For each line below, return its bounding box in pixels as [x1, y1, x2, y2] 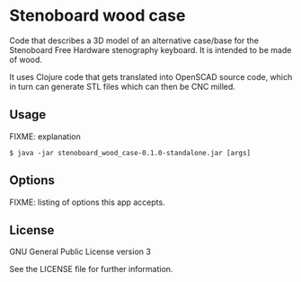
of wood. [9, 54, 43, 65]
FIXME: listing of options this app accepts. [9, 197, 165, 207]
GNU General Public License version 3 [9, 246, 151, 257]
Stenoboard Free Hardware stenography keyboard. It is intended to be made [9, 44, 292, 55]
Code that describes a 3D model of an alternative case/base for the [9, 35, 259, 46]
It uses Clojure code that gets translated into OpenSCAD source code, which [9, 71, 293, 82]
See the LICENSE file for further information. [9, 264, 173, 275]
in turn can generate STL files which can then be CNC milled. [9, 81, 236, 92]
